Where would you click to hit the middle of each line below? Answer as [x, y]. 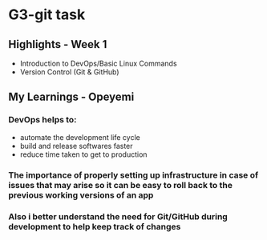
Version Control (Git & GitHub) [69, 72]
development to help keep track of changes [95, 226]
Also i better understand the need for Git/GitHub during [118, 216]
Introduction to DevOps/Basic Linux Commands [99, 63]
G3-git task [47, 15]
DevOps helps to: [43, 120]
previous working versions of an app [81, 195]
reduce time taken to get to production [83, 154]
